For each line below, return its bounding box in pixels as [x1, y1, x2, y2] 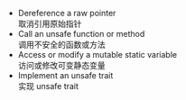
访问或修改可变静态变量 [17, 60, 106, 70]
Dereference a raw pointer [17, 8, 116, 18]
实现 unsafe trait [17, 81, 79, 91]
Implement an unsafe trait [17, 70, 114, 80]
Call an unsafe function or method [17, 29, 145, 39]
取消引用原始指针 [17, 18, 82, 29]
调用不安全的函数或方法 [17, 40, 106, 50]
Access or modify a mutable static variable [17, 50, 178, 59]
